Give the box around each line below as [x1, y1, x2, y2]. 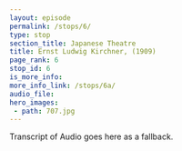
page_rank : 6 [9, 55, 59, 65]
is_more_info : [9, 73, 64, 82]
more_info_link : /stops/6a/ [9, 81, 116, 90]
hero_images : [9, 97, 59, 107]
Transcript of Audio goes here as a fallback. [9, 131, 174, 142]
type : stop [9, 30, 51, 39]
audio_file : [9, 89, 55, 98]
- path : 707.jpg [13, 106, 76, 116]
